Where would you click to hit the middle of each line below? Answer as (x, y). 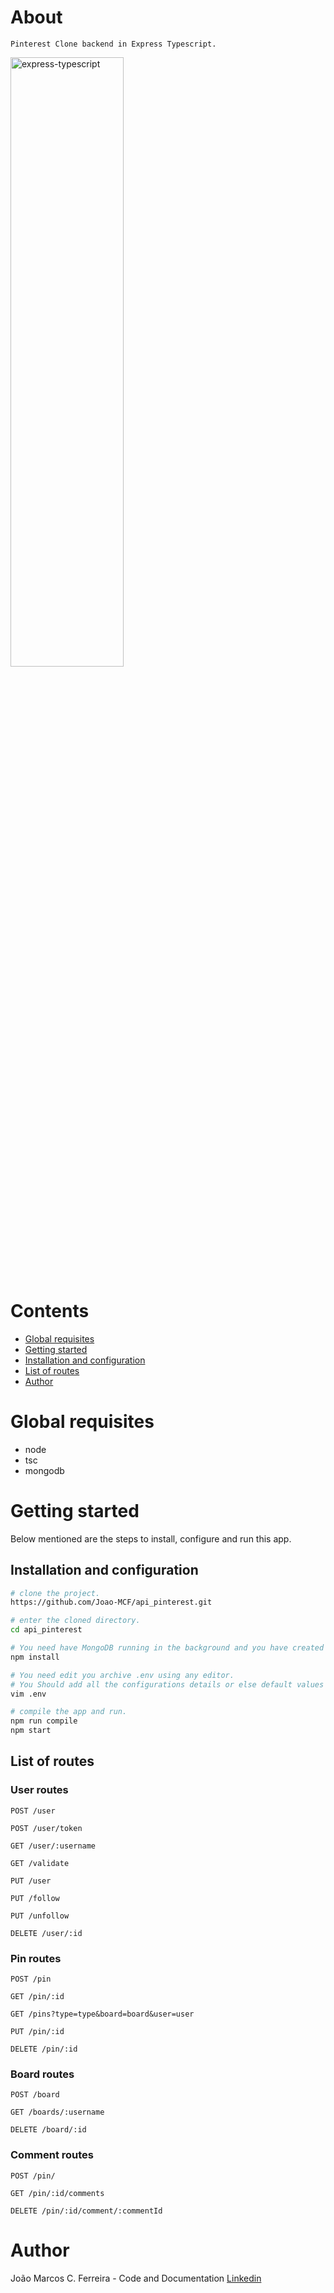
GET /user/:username (53, 1846)
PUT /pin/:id (37, 2032)
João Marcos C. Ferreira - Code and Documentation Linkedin (136, 2278)
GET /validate (40, 1863)
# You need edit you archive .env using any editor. (122, 1675)
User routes (39, 1790)
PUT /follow (35, 1898)
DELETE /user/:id (46, 1933)
